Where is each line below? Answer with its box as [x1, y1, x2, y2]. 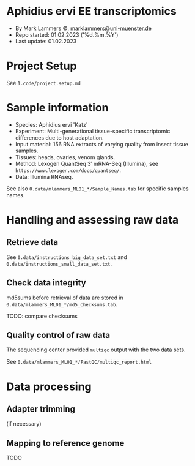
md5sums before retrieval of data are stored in [6, 294, 123, 301]
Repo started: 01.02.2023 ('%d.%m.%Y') [15, 31, 119, 38]
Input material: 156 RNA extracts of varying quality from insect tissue [15, 140, 188, 148]
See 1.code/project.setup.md [6, 79, 81, 86]
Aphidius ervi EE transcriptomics [6, 4, 177, 18]
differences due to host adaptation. [15, 133, 104, 141]
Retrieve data [6, 237, 59, 247]
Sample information [6, 101, 109, 115]
